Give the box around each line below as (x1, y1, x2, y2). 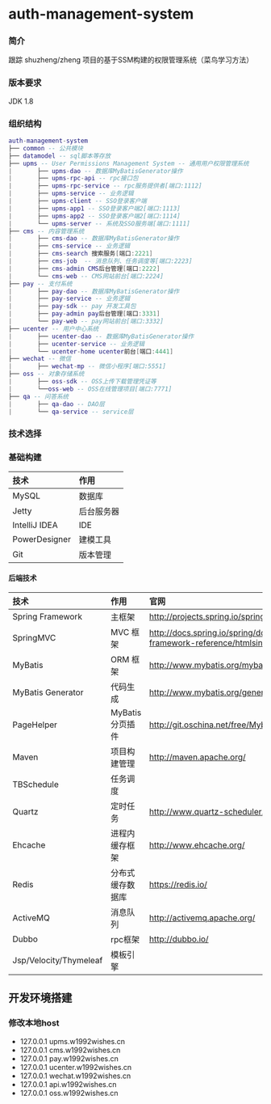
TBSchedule (12, 778, 59, 789)
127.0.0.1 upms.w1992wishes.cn (19, 1036, 125, 1046)
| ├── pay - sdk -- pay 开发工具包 (8, 302, 136, 311)
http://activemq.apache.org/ (148, 912, 256, 923)
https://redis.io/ (148, 878, 208, 890)
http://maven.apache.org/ (148, 751, 246, 763)
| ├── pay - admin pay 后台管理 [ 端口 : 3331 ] (8, 310, 161, 318)
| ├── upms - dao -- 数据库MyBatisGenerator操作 (8, 167, 183, 175)
